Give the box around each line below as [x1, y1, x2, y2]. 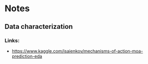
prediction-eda [11, 53, 42, 59]
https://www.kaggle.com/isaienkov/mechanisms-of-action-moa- [11, 48, 144, 54]
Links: [4, 37, 20, 44]
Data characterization [4, 22, 73, 31]
